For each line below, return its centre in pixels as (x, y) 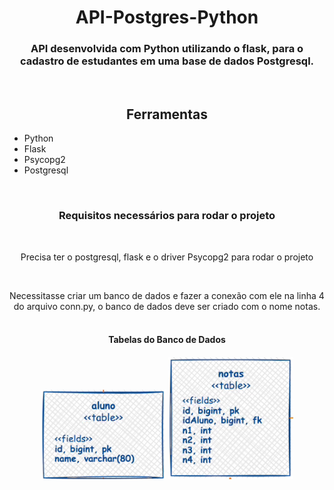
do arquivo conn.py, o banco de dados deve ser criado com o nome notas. (167, 306)
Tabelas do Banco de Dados (167, 340)
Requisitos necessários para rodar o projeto (167, 216)
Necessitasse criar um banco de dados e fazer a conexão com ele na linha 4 (167, 295)
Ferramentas (167, 114)
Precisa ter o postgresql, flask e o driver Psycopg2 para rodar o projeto (167, 257)
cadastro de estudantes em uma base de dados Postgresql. (167, 61)
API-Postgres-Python (167, 17)
